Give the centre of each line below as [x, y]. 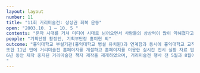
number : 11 [20, 17]
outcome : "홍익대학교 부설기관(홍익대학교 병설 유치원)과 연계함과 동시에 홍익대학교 [95, 45]
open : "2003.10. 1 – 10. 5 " [42, 28]
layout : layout [25, 11]
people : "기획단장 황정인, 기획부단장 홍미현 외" [59, 39]
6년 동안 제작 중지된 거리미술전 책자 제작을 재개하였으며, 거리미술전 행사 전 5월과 [94, 55]
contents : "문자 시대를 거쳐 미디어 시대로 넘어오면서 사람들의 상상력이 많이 [89, 34]
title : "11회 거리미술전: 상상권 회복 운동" [54, 22]
